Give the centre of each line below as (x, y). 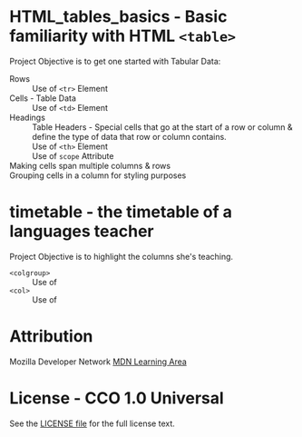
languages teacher (82, 231)
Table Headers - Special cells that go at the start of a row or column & (162, 127)
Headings (27, 117)
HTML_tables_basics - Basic (118, 17)
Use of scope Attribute (73, 155)
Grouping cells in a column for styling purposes (98, 175)
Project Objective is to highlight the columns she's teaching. (122, 256)
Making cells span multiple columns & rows (90, 165)
